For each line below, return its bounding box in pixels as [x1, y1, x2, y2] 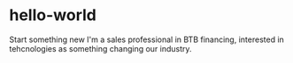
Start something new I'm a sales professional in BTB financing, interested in [9, 34, 285, 45]
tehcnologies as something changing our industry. [9, 43, 192, 53]
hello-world [9, 5, 97, 25]
